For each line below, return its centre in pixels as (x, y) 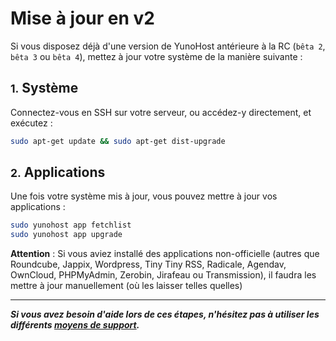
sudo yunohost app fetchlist (71, 225)
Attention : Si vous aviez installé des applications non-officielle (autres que (165, 254)
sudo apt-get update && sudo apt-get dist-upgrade (118, 141)
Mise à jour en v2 (82, 18)
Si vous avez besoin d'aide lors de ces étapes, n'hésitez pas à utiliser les (165, 314)
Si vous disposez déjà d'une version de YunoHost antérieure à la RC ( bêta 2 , (168, 46)
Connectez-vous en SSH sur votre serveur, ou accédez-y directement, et (161, 112)
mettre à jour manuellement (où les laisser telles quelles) (126, 286)
